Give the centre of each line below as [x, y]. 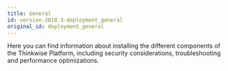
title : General [29, 13]
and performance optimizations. [53, 61]
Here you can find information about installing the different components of [114, 46]
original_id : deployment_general [56, 26]
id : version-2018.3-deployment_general [65, 20]
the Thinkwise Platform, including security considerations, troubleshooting [114, 53]
